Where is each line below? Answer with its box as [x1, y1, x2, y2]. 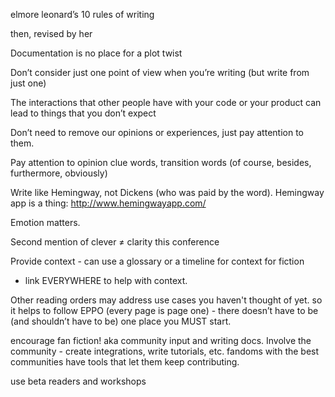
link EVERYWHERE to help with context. [24, 275, 188, 286]
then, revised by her [10, 28, 93, 39]
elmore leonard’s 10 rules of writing [10, 9, 155, 20]
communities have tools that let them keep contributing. [10, 356, 240, 368]
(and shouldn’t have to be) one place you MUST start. [10, 315, 232, 327]
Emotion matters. [10, 217, 81, 228]
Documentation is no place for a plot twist [10, 47, 183, 59]
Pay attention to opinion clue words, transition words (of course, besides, [10, 157, 312, 168]
